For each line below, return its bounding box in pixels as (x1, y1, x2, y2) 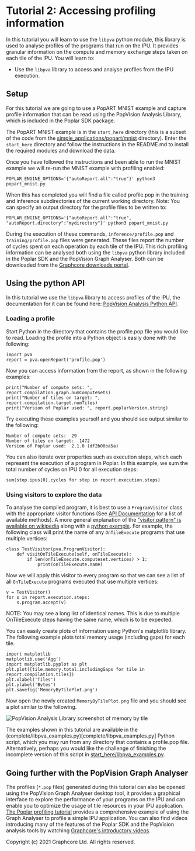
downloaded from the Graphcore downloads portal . (6, 261, 130, 268)
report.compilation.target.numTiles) (6, 399, 98, 406)
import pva (6, 352, 33, 357)
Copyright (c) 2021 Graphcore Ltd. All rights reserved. (6, 838, 135, 845)
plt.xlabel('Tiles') (6, 677, 57, 683)
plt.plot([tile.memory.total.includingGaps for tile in (6, 667, 145, 673)
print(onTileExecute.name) (37, 561, 103, 568)
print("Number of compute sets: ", (6, 384, 93, 390)
